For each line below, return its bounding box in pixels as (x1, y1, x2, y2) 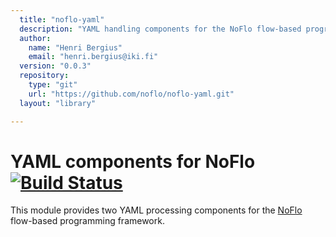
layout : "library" (19, 98, 97, 108)
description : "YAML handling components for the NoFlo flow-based (19, 24, 302, 34)
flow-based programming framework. (10, 215, 165, 227)
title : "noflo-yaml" (19, 14, 105, 25)
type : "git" (28, 80, 78, 90)
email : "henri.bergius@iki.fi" (28, 52, 159, 62)
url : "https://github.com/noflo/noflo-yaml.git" (28, 89, 235, 99)
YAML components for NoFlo (10, 150, 256, 173)
